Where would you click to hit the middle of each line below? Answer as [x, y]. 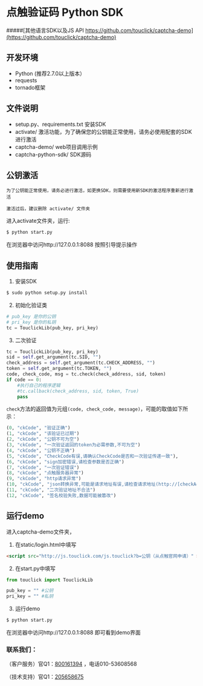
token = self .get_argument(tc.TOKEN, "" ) [59, 369]
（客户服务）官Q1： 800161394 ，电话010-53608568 [72, 664]
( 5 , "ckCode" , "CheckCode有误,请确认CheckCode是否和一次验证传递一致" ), [92, 456]
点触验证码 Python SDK [65, 12]
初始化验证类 [31, 305]
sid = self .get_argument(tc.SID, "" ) [54, 357]
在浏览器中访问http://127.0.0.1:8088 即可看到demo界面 [73, 632]
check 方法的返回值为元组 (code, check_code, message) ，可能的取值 [89, 409]
